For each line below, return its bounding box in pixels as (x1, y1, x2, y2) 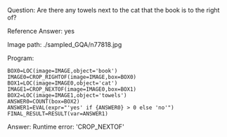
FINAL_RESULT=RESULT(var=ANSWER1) (7, 110, 109, 117)
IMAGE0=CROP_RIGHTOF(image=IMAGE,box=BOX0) (7, 73, 137, 80)
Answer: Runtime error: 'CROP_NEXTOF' (7, 122, 124, 131)
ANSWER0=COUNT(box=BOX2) (7, 98, 80, 105)
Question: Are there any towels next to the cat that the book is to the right (7, 6, 220, 14)
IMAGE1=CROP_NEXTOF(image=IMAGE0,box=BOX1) (7, 86, 137, 93)
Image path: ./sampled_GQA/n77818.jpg (7, 41, 122, 48)
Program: (7, 54, 34, 62)
